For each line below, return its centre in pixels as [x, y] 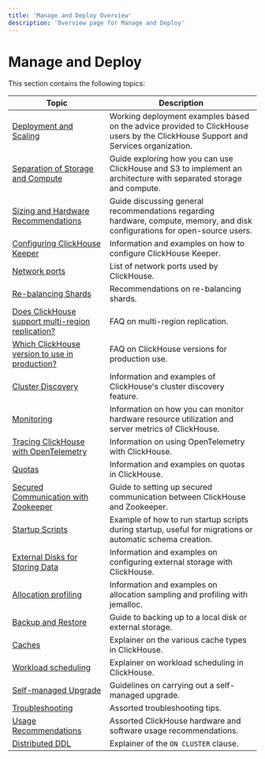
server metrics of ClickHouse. [164, 429]
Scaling [26, 136]
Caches [26, 645]
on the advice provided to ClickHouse [179, 126]
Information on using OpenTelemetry [177, 442]
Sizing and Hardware [51, 211]
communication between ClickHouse [177, 497]
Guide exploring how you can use [172, 159]
